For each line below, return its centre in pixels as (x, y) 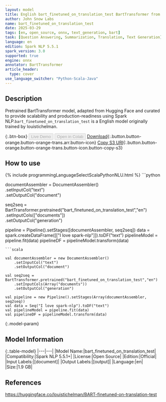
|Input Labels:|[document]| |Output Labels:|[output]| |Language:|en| (74, 362)
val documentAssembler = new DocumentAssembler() (57, 258)
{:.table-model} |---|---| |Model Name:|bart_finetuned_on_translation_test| (81, 351)
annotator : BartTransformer (34, 65)
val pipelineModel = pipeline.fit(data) (47, 310)
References (23, 382)
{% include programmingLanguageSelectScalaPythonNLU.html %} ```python (83, 175)
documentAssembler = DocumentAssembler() (52, 185)
